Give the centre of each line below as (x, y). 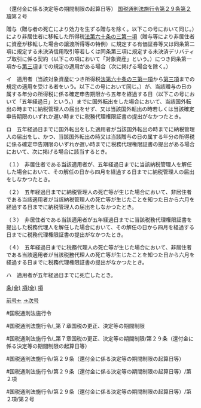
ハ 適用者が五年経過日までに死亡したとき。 (61, 275)
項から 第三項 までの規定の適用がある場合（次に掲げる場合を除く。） (89, 66)
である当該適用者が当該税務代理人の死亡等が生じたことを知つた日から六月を (100, 255)
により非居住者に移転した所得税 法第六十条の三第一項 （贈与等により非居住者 (100, 36)
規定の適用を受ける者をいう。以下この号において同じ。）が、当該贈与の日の (99, 86)
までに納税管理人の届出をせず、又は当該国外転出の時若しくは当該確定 (108, 109)
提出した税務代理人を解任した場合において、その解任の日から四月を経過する (100, 227)
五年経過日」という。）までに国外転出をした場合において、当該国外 (104, 101)
